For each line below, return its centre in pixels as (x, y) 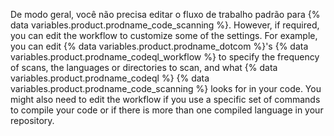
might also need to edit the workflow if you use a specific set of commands (165, 99)
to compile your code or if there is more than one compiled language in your (167, 110)
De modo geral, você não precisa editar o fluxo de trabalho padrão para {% (165, 14)
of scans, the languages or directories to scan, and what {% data (144, 67)
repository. (32, 120)
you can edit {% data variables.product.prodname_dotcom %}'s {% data (159, 46)
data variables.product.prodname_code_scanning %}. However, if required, (165, 25)
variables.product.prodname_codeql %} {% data (110, 78)
